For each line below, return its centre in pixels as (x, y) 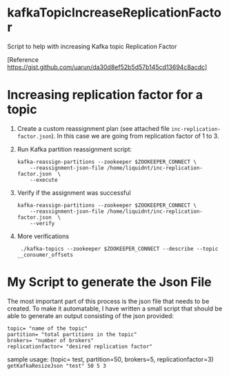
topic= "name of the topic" (48, 328)
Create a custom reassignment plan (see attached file (93, 128)
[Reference (23, 59)
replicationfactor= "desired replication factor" (80, 346)
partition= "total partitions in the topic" (72, 334)
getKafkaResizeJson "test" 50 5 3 (57, 366)
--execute (44, 180)
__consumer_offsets (45, 255)
